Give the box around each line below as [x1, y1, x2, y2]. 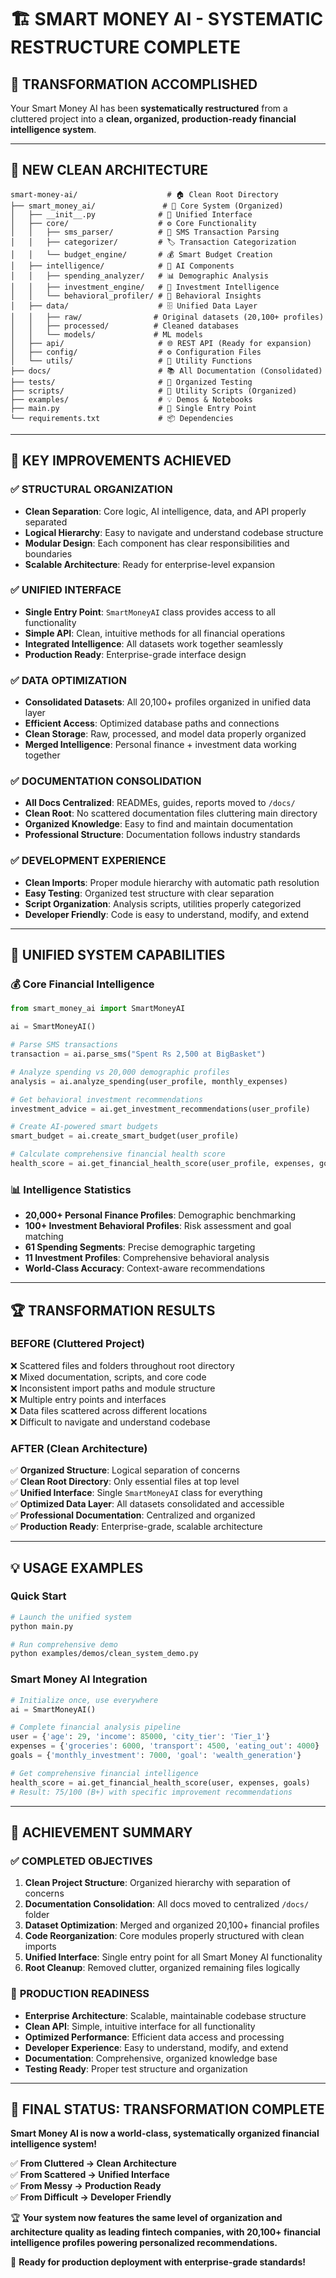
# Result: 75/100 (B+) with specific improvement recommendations [10, 1787, 293, 1797]
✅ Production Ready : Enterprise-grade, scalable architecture [10, 1521, 263, 1533]
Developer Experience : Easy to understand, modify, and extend [24, 2041, 289, 2053]
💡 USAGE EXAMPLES [10, 1559, 144, 1576]
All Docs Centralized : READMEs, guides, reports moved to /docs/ [24, 797, 296, 809]
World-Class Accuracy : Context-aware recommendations [24, 1262, 266, 1275]
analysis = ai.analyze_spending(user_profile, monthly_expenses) [10, 1076, 288, 1086]
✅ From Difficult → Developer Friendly [10, 2191, 172, 2203]
